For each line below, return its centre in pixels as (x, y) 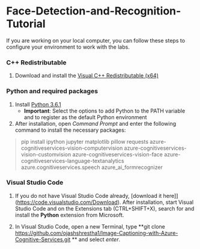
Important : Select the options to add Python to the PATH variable (105, 111)
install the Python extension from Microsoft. (69, 215)
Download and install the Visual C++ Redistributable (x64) (87, 76)
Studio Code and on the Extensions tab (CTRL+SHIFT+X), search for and (105, 208)
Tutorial (26, 24)
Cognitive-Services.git (43, 239)
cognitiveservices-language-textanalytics (72, 161)
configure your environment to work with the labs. (68, 47)
